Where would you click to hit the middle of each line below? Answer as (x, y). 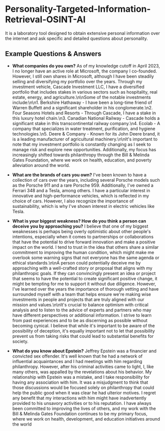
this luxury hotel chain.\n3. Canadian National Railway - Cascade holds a (86, 118)
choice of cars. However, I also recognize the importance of (73, 201)
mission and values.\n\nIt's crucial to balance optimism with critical (80, 304)
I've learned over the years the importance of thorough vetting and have (85, 289)
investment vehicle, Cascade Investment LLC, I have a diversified (78, 87)
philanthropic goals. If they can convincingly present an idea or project (84, 273)
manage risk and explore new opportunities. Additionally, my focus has (84, 149)
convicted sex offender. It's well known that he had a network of (77, 356)
